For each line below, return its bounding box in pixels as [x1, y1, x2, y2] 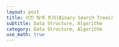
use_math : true [6, 32, 45, 38]
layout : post [6, 9, 40, 15]
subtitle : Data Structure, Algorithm [6, 20, 103, 26]
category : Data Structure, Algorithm [6, 26, 103, 32]
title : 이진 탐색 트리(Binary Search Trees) [6, 15, 114, 21]
